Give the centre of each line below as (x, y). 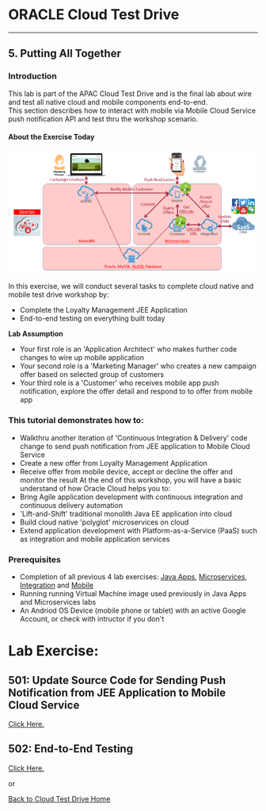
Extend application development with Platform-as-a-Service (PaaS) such (138, 530)
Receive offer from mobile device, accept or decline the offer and (126, 471)
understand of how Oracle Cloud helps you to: (95, 488)
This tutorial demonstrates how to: (76, 421)
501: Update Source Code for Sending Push (117, 680)
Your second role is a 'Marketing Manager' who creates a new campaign (138, 366)
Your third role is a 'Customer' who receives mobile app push (119, 383)
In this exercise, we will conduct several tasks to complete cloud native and (131, 286)
